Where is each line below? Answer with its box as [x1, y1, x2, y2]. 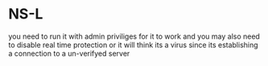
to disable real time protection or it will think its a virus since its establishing [8, 39, 259, 49]
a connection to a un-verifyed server [8, 48, 130, 58]
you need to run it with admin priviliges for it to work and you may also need [8, 31, 260, 41]
